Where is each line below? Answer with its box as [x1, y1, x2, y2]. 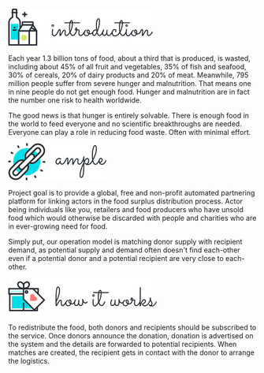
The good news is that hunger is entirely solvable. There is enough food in [8, 111, 250, 120]
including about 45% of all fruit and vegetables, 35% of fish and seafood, [8, 62, 247, 71]
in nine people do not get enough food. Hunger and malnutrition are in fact [8, 88, 250, 96]
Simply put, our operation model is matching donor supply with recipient [8, 237, 243, 246]
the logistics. [8, 356, 50, 365]
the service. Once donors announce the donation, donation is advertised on [8, 331, 254, 340]
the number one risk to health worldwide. [8, 95, 142, 105]
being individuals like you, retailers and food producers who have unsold [8, 205, 244, 214]
